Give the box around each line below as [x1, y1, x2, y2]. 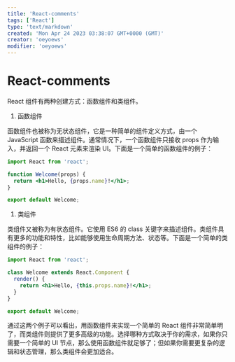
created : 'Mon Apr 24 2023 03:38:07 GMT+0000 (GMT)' [7, 29, 164, 37]
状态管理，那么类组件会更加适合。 [19, 347, 117, 356]
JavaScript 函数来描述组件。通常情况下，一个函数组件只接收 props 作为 [7, 135, 213, 144]
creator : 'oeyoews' [7, 36, 64, 43]
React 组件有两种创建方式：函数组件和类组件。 [7, 97, 142, 105]
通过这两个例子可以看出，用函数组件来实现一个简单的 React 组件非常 [7, 321, 205, 330]
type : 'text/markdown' [7, 23, 73, 30]
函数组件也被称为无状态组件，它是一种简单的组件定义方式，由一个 [7, 127, 197, 135]
